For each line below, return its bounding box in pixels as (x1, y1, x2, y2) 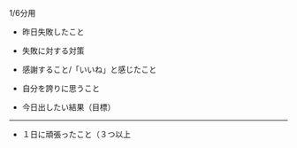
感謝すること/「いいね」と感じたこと (21, 65, 157, 74)
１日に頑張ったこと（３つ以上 (21, 129, 131, 139)
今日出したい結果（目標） (21, 102, 116, 113)
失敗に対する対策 (21, 45, 85, 56)
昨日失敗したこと (21, 27, 85, 37)
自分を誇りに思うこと (21, 83, 100, 93)
